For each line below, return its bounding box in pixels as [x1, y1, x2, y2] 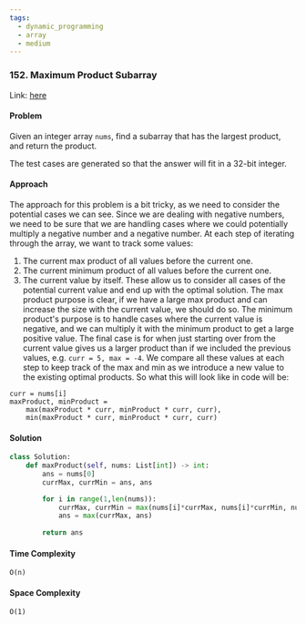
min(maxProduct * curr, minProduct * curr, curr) [25, 413, 219, 422]
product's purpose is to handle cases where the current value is [22, 313, 263, 324]
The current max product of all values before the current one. [22, 255, 253, 266]
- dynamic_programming [17, 22, 104, 31]
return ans [42, 528, 84, 537]
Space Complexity [9, 587, 81, 598]
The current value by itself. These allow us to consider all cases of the [22, 274, 286, 285]
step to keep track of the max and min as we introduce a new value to [22, 362, 285, 373]
